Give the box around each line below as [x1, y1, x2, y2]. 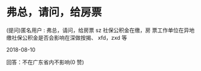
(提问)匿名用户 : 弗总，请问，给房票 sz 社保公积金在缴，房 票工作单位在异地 [6, 26, 195, 34]
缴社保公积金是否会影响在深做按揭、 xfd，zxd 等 [6, 34, 127, 41]
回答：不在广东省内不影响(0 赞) [6, 58, 84, 66]
